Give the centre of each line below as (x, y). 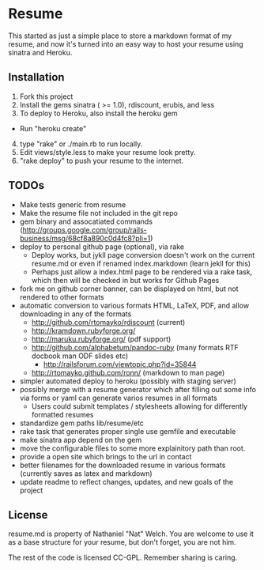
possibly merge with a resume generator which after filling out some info (138, 389)
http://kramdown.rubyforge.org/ (83, 330)
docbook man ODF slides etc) (80, 356)
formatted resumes (62, 414)
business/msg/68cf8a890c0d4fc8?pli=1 (85, 238)
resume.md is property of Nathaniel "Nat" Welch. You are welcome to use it (131, 534)
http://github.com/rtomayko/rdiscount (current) (108, 322)
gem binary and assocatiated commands (86, 221)
